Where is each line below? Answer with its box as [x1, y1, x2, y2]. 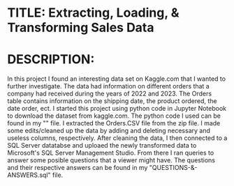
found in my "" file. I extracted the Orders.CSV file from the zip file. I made [7, 119, 221, 127]
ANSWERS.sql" [7, 171, 51, 179]
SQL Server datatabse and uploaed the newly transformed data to [7, 141, 197, 150]
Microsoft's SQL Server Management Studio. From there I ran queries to [7, 148, 214, 157]
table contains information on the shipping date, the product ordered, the [7, 97, 217, 105]
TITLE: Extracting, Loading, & [7, 5, 180, 21]
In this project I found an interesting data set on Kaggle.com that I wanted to [7, 75, 226, 83]
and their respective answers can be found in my [7, 164, 148, 172]
